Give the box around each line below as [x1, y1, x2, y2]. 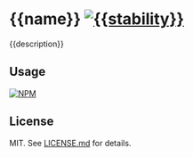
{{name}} [9, 9, 82, 29]
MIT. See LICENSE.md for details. [9, 137, 132, 148]
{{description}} [9, 38, 64, 49]
